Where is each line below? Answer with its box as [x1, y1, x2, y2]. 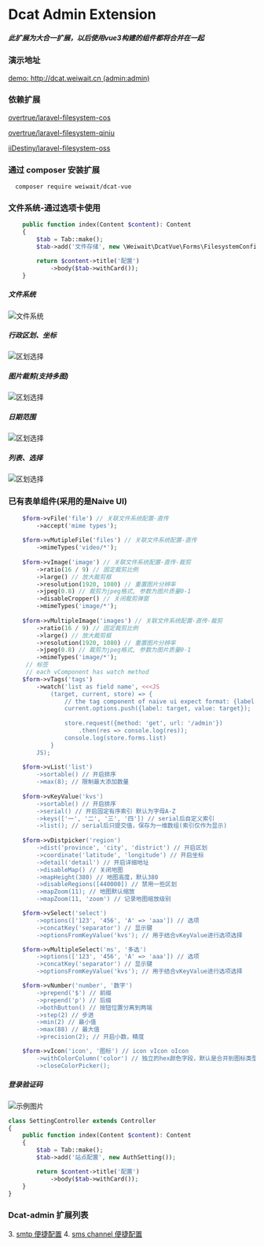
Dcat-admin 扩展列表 [8, 1210, 89, 1221]
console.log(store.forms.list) [64, 734, 167, 742]
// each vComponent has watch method [25, 668, 149, 677]
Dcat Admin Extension [8, 6, 156, 24]
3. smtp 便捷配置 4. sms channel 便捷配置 [8, 1229, 143, 1238]
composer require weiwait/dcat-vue [15, 183, 132, 191]
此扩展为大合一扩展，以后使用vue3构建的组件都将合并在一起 [8, 33, 204, 43]
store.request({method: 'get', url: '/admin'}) [64, 719, 223, 728]
